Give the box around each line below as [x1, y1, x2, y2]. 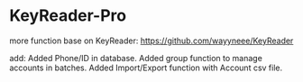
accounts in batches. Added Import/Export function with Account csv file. [9, 62, 283, 73]
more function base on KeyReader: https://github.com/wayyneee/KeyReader [9, 35, 294, 46]
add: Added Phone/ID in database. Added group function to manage [9, 52, 263, 63]
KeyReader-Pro [9, 5, 127, 26]
